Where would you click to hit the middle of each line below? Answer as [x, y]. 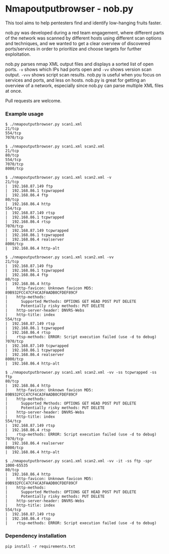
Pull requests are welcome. [33, 101]
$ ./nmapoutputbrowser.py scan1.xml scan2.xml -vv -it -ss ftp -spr [79, 461]
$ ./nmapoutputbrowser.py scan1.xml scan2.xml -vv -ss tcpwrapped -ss [81, 373]
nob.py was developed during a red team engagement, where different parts [85, 32]
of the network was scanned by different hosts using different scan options [83, 38]
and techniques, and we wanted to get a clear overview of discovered [78, 43]
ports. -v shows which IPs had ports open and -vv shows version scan [78, 69]
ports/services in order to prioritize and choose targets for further [73, 49]
